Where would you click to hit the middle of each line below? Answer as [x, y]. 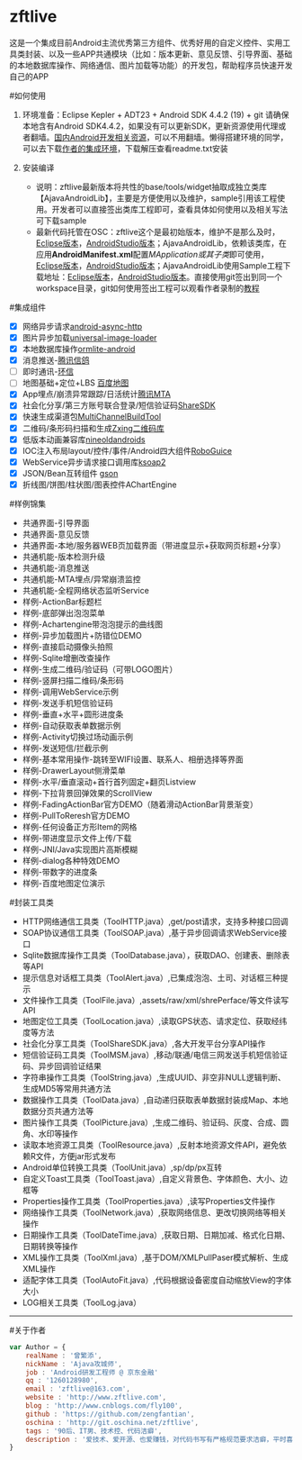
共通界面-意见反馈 [56, 534]
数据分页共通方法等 [58, 1111]
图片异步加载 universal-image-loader [89, 338]
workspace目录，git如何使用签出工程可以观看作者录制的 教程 [148, 288]
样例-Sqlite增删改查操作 [66, 657]
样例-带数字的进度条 [60, 872]
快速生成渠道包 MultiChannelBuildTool [92, 417]
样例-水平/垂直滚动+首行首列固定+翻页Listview [109, 782]
